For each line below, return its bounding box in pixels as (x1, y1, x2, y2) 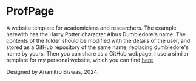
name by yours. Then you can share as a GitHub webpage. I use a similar (6, 50, 189, 57)
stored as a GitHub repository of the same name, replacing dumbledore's (6, 44, 189, 51)
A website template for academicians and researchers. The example (6, 24, 177, 31)
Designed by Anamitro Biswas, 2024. (6, 68, 99, 75)
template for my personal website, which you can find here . (6, 56, 155, 63)
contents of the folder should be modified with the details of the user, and (6, 37, 191, 44)
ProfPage (6, 4, 55, 18)
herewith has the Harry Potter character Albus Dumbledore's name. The (6, 30, 186, 37)
